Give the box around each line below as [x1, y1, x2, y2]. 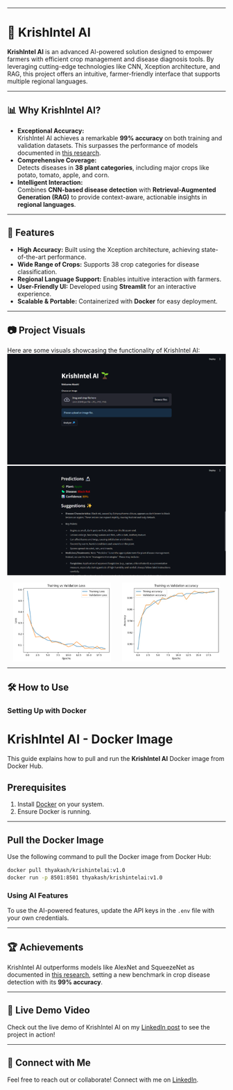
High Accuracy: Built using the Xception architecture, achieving [17, 245, 200, 253]
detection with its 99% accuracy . [7, 978, 103, 987]
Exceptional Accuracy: [17, 126, 85, 135]
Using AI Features [7, 890, 69, 900]
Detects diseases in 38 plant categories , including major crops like [17, 163, 209, 171]
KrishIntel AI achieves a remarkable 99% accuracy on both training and [17, 133, 223, 142]
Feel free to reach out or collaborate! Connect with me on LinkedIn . [7, 1075, 199, 1084]
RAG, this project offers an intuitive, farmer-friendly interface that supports [7, 69, 221, 78]
